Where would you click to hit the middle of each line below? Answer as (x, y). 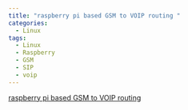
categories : (28, 23)
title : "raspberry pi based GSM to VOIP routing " (94, 16)
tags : (17, 38)
